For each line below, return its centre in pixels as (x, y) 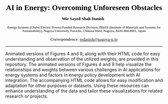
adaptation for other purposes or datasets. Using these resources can (77, 85)
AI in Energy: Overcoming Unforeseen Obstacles (84, 8)
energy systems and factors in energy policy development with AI (73, 75)
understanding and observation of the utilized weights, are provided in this (82, 59)
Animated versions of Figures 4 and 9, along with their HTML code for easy (83, 54)
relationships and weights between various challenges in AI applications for (83, 69)
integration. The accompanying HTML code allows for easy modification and (84, 80)
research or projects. (27, 96)
